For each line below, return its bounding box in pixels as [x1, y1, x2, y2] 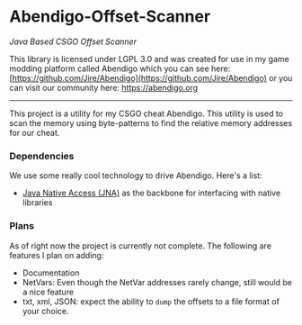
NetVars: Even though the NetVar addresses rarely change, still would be [22, 276, 293, 287]
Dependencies [9, 149, 75, 162]
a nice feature [22, 286, 75, 297]
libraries [22, 197, 53, 208]
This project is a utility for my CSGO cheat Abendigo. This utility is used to [9, 108, 283, 119]
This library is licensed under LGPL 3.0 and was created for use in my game [9, 53, 289, 64]
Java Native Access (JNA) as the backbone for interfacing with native [22, 187, 281, 199]
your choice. [22, 305, 69, 316]
